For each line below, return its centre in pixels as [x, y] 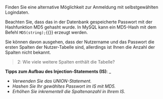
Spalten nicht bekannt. [28, 52]
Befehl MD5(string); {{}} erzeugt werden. [46, 32]
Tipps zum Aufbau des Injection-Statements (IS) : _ [58, 71]
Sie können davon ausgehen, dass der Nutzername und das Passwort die [80, 42]
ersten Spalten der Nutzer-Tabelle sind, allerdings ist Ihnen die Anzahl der [80, 47]
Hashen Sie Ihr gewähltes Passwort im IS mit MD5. [64, 86]
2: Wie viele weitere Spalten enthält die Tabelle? [66, 62]
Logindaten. [17, 12]
